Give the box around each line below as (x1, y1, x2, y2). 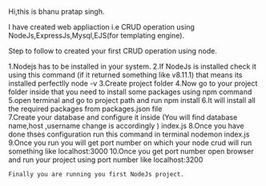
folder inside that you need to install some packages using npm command (8, 87, 252, 97)
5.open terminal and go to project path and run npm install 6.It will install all (8, 96, 256, 105)
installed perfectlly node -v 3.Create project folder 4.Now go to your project (8, 79, 258, 88)
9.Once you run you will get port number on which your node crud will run (8, 138, 252, 147)
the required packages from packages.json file (8, 104, 163, 113)
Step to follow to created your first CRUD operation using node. (8, 46, 218, 55)
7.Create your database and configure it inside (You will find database (8, 113, 238, 122)
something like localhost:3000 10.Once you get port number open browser (8, 147, 254, 156)
